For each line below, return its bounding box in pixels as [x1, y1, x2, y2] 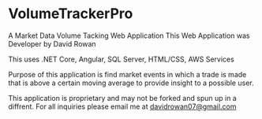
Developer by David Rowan [8, 39, 96, 48]
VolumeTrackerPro [8, 5, 133, 23]
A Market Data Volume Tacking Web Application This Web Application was [8, 31, 250, 40]
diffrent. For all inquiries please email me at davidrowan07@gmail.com [8, 102, 237, 111]
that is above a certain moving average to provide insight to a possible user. [8, 78, 254, 87]
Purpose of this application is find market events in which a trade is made [8, 69, 247, 79]
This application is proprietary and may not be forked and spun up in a [8, 93, 237, 102]
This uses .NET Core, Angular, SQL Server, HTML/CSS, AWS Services [8, 54, 234, 64]
